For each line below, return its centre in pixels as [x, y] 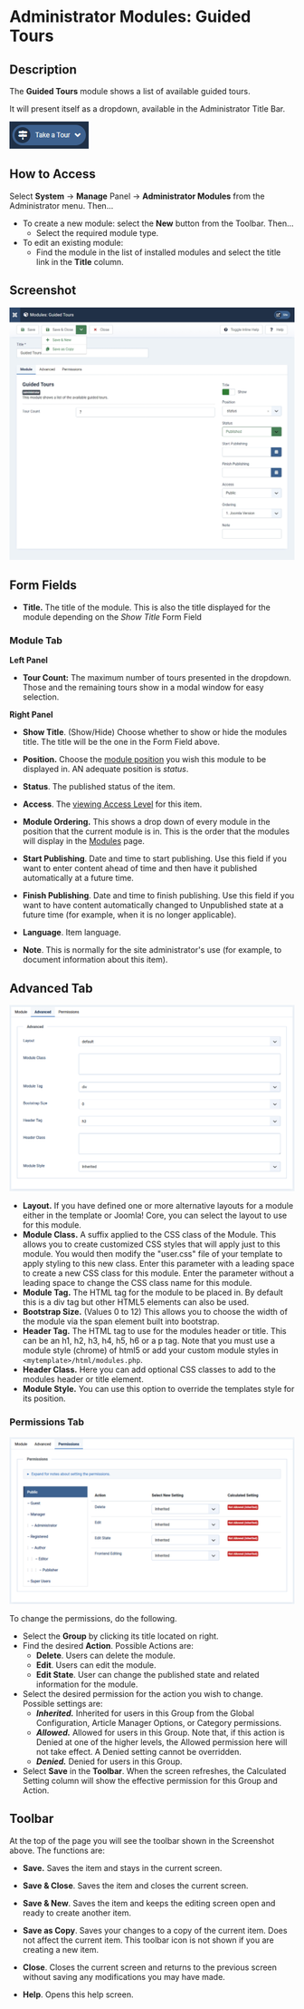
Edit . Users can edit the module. [96, 1665]
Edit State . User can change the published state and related [147, 1674]
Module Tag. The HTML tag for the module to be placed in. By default [152, 1293]
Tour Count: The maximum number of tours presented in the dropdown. [157, 678]
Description [43, 69]
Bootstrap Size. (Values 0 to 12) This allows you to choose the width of [155, 1312]
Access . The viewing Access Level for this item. [112, 804]
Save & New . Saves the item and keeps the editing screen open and [149, 1903]
